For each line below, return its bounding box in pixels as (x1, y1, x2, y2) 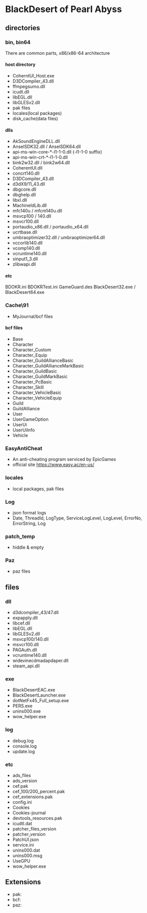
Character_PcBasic (12, 378, 52, 385)
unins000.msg (12, 853, 43, 859)
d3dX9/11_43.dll (12, 181, 45, 187)
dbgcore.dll (12, 186, 37, 192)
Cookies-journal (12, 810, 46, 816)
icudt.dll (12, 89, 30, 95)
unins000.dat (12, 847, 40, 854)
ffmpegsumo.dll (12, 84, 45, 90)
